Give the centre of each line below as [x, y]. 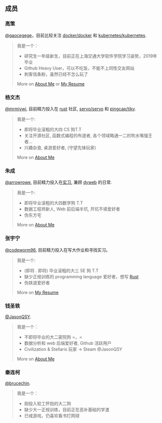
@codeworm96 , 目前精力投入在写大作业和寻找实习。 [58, 250]
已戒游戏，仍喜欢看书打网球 [52, 416]
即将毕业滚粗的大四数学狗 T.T [54, 203]
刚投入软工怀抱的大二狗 [48, 404]
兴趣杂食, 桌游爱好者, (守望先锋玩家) [60, 148]
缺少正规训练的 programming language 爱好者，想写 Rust [81, 276]
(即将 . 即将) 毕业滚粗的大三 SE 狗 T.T [61, 271]
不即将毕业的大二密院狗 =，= [53, 337]
